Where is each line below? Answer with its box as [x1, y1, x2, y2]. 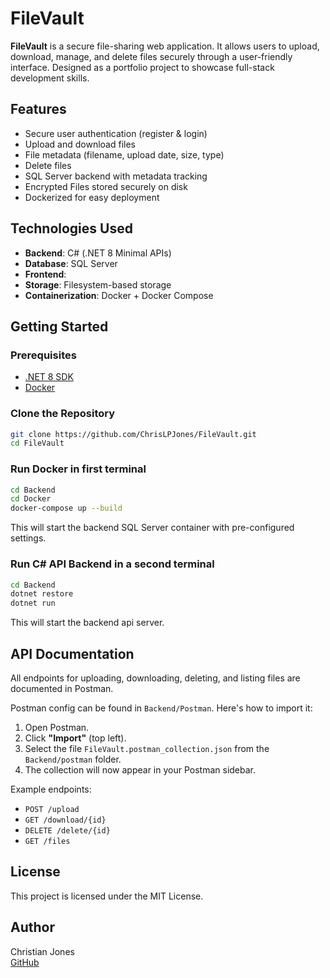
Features [10, 101, 67, 118]
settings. [10, 532, 47, 544]
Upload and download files [24, 138, 136, 150]
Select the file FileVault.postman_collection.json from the [24, 742, 270, 754]
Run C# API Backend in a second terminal [10, 557, 215, 571]
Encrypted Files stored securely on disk [24, 180, 188, 192]
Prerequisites [10, 348, 77, 362]
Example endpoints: [10, 783, 92, 795]
